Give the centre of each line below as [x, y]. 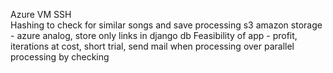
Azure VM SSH [41, 14]
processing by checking [60, 57]
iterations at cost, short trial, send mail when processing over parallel [152, 46]
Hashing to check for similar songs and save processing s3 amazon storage [166, 25]
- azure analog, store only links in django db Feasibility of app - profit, [154, 35]
